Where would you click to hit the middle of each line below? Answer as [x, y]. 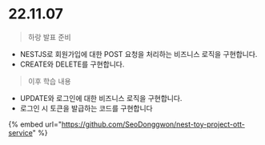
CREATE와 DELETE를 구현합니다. [72, 64]
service [21, 132]
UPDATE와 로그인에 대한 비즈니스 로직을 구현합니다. [101, 98]
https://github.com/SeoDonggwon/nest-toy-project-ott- [153, 124]
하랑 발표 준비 [49, 37]
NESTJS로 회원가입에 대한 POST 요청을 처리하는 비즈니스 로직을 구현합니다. [139, 54]
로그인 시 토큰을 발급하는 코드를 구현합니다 [86, 108]
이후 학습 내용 [49, 81]
